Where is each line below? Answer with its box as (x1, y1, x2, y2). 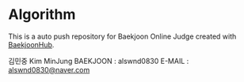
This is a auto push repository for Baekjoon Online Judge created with (8, 32, 237, 41)
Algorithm (8, 6, 76, 24)
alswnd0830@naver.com (8, 65, 90, 74)
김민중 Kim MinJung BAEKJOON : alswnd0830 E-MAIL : (8, 56, 189, 65)
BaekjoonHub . (8, 39, 55, 49)
